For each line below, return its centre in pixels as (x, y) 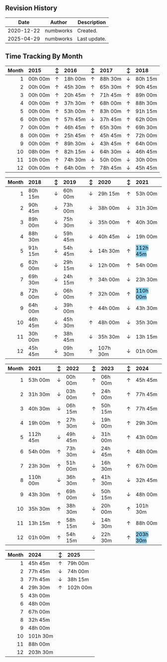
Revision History (31, 8)
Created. (87, 30)
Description (92, 22)
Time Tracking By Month (44, 56)
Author (58, 22)
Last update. (92, 38)
